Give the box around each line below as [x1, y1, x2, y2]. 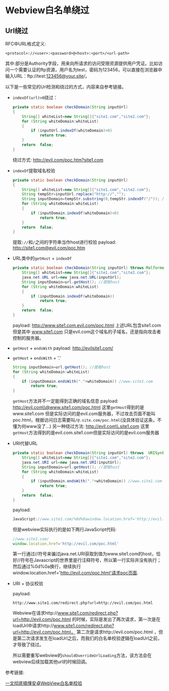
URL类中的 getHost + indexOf [12, 255, 72, 261]
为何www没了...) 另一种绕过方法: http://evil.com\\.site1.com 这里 [17, 423, 150, 429]
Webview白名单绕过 [5, 5, 89, 16]
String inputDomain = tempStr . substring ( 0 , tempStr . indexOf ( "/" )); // [22, 196, 166, 201]
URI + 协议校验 [12, 581, 44, 587]
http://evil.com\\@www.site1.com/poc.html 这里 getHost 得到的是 [12, 404, 145, 411]
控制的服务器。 [12, 335, 44, 341]
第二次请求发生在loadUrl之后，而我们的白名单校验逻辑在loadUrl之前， [17, 635, 162, 641]
